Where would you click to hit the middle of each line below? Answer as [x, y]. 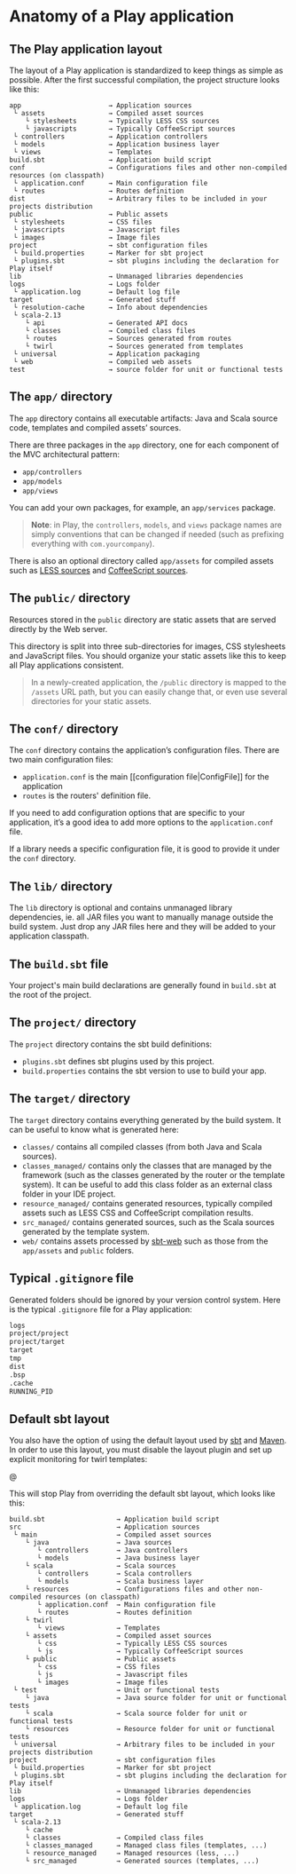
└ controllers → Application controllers [110, 137]
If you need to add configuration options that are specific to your [127, 813]
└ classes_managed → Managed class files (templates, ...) [146, 1846]
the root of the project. [50, 995]
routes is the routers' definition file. [86, 795]
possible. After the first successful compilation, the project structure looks [144, 80]
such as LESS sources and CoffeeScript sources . [99, 570]
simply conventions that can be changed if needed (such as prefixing [157, 534]
